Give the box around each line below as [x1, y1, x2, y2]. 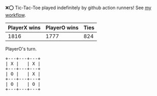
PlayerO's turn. [5, 46, 37, 52]
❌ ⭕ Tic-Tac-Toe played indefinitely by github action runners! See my [5, 5, 152, 11]
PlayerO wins [46, 24, 79, 31]
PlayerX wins [8, 24, 41, 31]
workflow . [5, 12, 26, 18]
